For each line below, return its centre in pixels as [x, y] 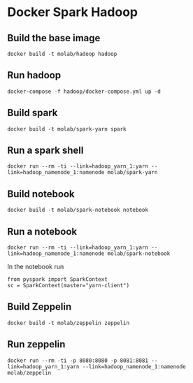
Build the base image [54, 38]
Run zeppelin [36, 344]
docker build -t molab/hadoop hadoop [62, 54]
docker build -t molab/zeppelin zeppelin [69, 323]
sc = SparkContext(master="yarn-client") [69, 286]
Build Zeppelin [40, 307]
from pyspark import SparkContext [58, 280]
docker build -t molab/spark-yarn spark [67, 129]
